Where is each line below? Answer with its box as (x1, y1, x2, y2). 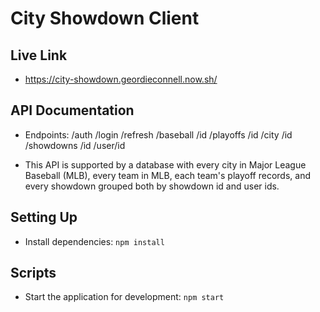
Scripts (10, 265, 57, 282)
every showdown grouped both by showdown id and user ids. (24, 180, 280, 192)
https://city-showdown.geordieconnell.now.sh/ (24, 73, 218, 85)
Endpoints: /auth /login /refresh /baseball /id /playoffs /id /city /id (24, 128, 293, 141)
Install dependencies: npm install (24, 235, 165, 247)
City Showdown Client (10, 7, 200, 30)
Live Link (10, 47, 68, 64)
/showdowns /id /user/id (24, 139, 126, 151)
